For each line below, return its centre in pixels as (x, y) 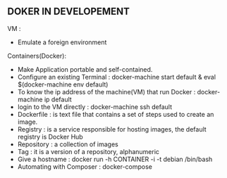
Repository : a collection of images (68, 144)
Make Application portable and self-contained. (85, 69)
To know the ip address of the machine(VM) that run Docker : (106, 91)
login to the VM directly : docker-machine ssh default (95, 107)
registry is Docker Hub (50, 136)
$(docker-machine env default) (63, 84)
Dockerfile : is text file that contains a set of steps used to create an (116, 114)
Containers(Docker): (37, 56)
